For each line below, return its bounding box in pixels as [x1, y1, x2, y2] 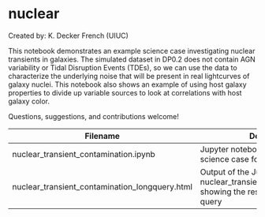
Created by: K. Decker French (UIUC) [8, 31, 129, 40]
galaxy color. [8, 96, 50, 106]
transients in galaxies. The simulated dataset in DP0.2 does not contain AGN [8, 54, 256, 64]
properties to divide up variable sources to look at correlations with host [8, 88, 242, 97]
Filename [84, 130, 121, 141]
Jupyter [200, 144, 230, 155]
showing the [200, 186, 246, 197]
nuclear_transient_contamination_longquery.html [12, 181, 193, 192]
